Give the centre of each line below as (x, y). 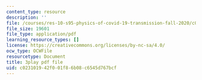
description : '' (26, 17)
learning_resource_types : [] (43, 40)
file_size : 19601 (28, 29)
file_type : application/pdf (41, 34)
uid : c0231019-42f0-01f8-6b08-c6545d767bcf (62, 68)
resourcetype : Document (36, 57)
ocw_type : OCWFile (29, 51)
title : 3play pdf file (35, 62)
